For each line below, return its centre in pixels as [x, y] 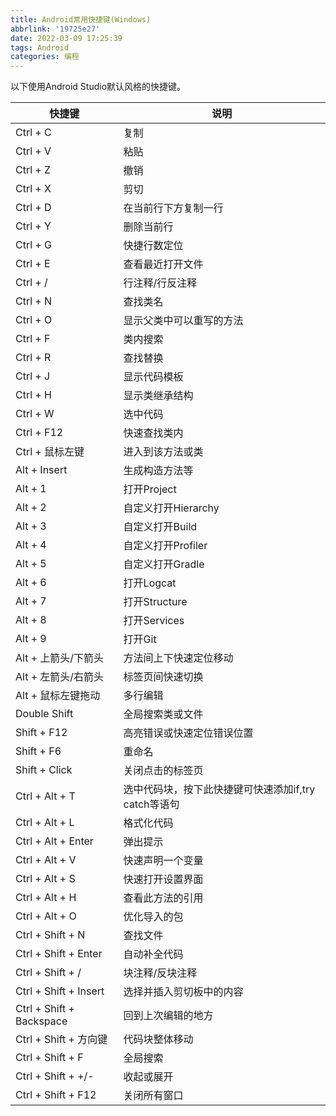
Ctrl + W [35, 414]
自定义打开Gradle [164, 564]
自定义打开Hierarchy [171, 508]
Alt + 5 [31, 564]
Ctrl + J [33, 376]
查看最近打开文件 [163, 264]
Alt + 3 [31, 526]
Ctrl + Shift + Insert [60, 991]
